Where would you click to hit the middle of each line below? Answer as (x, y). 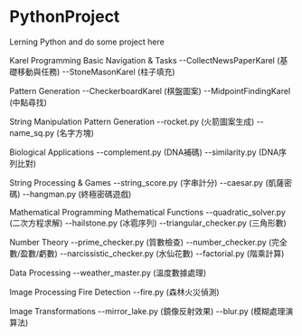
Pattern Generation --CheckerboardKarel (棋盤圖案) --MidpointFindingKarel (150, 91)
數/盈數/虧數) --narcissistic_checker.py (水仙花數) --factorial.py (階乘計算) (147, 253)
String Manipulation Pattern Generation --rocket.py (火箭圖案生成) (132, 121)
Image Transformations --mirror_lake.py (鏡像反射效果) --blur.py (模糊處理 (147, 311)
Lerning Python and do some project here (87, 42)
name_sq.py (32, 132)
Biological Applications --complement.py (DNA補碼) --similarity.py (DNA (144, 152)
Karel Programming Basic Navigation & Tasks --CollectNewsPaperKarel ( (145, 60)
